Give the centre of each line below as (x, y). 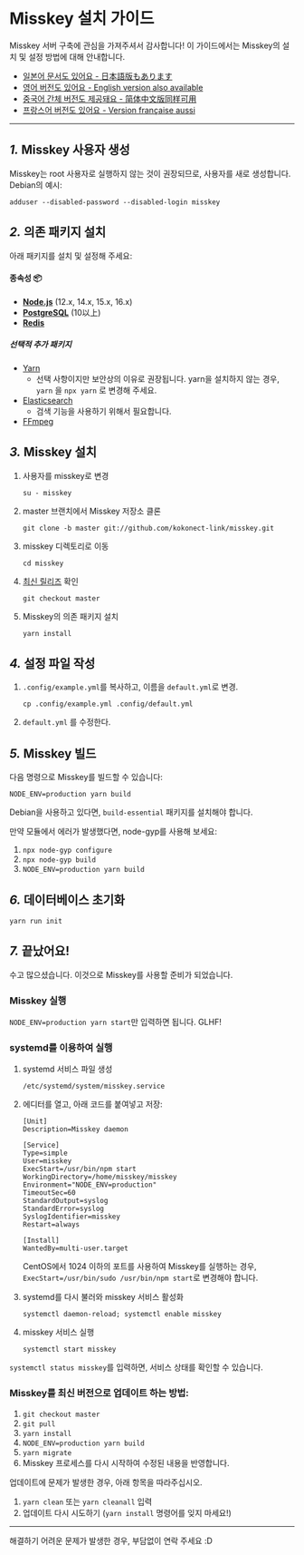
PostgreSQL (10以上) (62, 312)
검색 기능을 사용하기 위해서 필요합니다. (104, 411)
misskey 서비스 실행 (58, 1332)
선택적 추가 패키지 (41, 345)
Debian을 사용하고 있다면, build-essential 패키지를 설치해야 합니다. (131, 812)
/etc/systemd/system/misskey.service (94, 1086)
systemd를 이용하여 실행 (61, 1048)
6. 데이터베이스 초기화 (67, 900)
